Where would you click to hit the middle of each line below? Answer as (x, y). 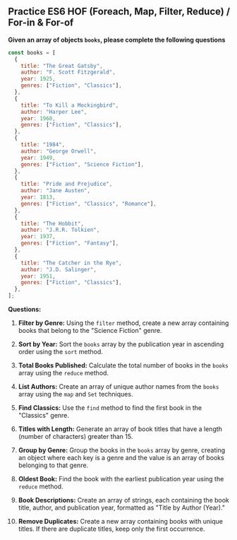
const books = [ (32, 52)
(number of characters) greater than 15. (75, 437)
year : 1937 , (38, 237)
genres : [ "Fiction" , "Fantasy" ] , (70, 243)
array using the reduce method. (63, 373)
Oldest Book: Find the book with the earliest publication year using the (121, 479)
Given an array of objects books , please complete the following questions (117, 40)
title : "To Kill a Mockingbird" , (70, 105)
